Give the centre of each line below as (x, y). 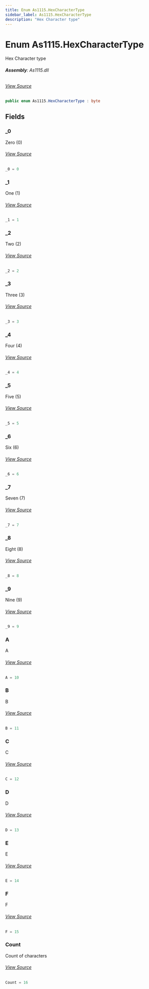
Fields (15, 117)
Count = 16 (17, 982)
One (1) (13, 193)
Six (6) (12, 447)
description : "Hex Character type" (43, 19)
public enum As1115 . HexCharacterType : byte (53, 101)
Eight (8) (14, 549)
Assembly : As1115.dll (27, 70)
